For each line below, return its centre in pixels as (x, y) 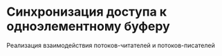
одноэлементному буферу (88, 26)
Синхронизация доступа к (87, 12)
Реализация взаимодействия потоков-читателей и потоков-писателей (111, 45)
